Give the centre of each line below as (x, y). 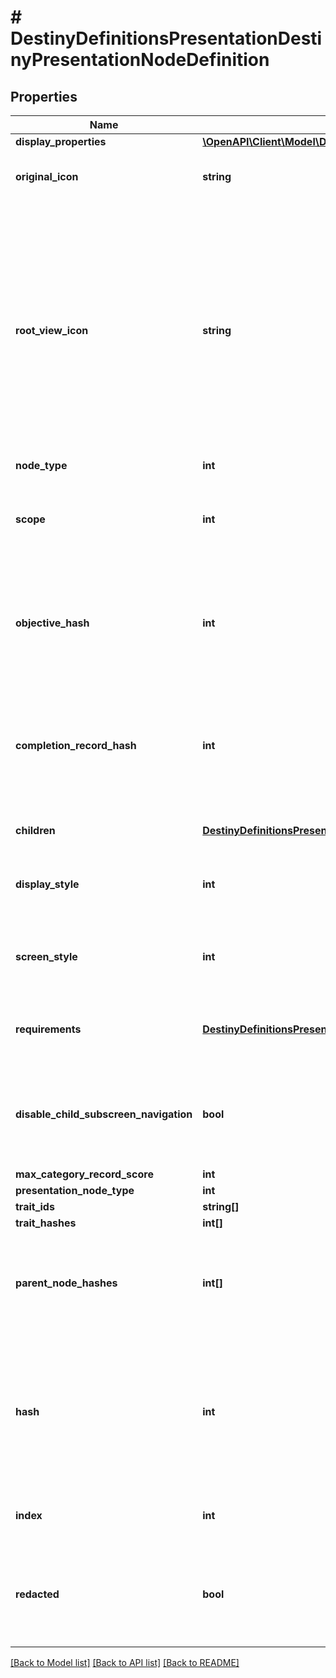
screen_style (46, 956)
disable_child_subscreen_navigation (104, 1114)
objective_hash (52, 623)
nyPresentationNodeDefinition (140, 60)
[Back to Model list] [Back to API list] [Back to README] (125, 1662)
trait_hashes (46, 1223)
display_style (47, 884)
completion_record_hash (76, 745)
